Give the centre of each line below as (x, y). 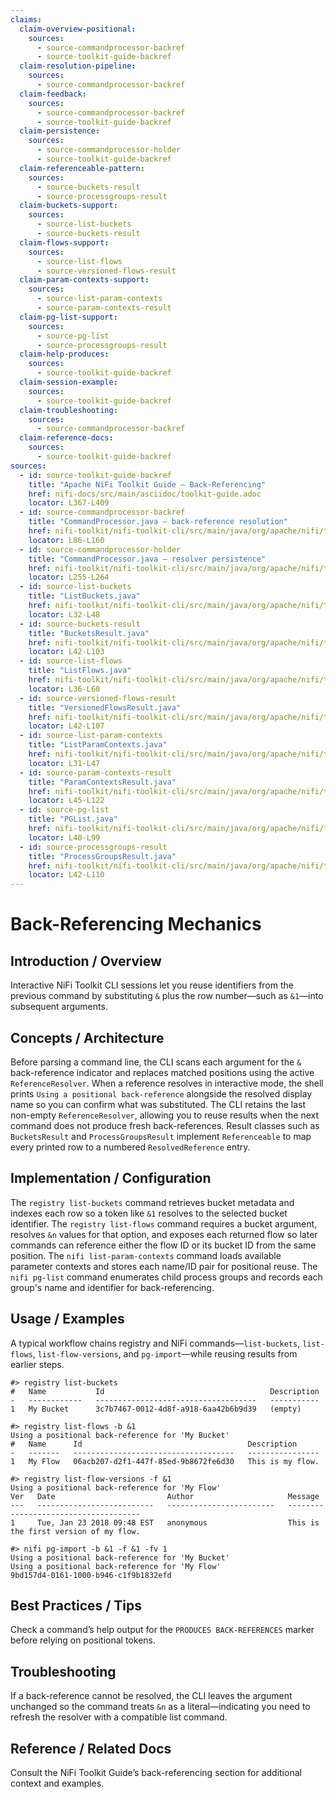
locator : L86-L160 (66, 540)
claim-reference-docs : (66, 438)
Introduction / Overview (86, 961)
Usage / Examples (67, 1319)
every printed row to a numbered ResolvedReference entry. (130, 1147)
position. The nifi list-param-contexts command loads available (146, 1255)
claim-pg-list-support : (68, 317)
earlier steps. (37, 1364)
